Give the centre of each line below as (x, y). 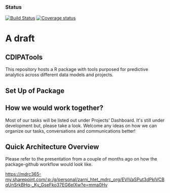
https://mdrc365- (23, 174)
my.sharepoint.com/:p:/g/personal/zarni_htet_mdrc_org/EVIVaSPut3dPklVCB (85, 180)
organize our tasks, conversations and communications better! (70, 131)
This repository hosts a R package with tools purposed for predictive (77, 69)
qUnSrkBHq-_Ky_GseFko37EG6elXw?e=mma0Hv (56, 185)
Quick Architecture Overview (52, 147)
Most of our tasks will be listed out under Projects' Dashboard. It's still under (85, 120)
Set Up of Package (35, 90)
